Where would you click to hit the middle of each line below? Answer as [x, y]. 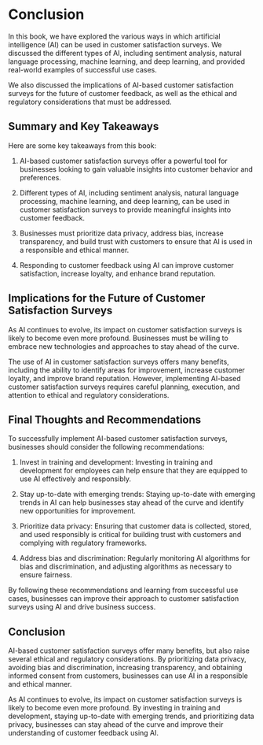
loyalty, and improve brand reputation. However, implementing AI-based [124, 378]
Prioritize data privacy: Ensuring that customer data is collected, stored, [135, 526]
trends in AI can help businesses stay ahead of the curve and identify [131, 502]
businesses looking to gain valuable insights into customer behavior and [136, 169]
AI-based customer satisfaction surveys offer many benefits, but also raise [129, 650]
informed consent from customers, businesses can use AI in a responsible [128, 676]
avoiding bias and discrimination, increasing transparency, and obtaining [125, 668]
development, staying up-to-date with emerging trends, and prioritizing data [131, 716]
